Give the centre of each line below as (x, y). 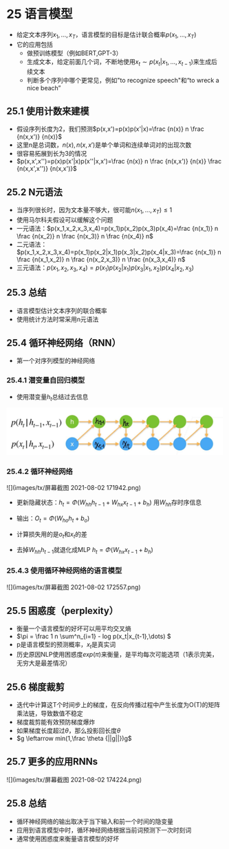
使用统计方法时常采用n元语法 (57, 319)
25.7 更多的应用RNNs (52, 762)
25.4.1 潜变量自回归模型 (46, 380)
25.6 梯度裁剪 (35, 687)
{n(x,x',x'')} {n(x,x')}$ (46, 169)
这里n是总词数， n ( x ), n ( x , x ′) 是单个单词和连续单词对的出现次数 (104, 145)
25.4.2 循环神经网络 (40, 471)
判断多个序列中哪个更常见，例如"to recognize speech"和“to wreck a (123, 80)
